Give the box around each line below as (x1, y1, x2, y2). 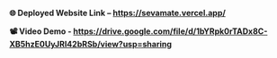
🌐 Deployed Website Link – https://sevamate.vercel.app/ (9, 8, 227, 18)
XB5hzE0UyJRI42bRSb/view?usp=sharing (9, 39, 173, 49)
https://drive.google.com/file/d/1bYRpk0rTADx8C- (73, 26, 268, 37)
